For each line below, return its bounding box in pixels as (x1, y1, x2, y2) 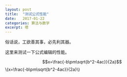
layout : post (5, 7, 32, 12)
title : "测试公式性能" (5, 12, 49, 16)
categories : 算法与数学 (5, 20, 50, 26)
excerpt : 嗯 (5, 25, 29, 30)
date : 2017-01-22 (5, 16, 45, 21)
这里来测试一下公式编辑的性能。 (5, 49, 69, 55)
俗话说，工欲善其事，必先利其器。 (5, 39, 74, 45)
